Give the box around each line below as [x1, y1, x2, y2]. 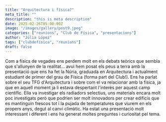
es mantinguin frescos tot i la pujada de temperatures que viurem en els [5, 100, 152, 106]
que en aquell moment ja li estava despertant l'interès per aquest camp [5, 84, 150, 90]
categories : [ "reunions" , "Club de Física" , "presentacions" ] [5, 30, 136, 35]
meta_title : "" [5, 12, 37, 17]
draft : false [5, 44, 32, 49]
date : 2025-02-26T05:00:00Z [5, 21, 63, 26]
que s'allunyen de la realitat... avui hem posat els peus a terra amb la [5, 63, 145, 69]
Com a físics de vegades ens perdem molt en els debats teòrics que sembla [5, 58, 160, 64]
